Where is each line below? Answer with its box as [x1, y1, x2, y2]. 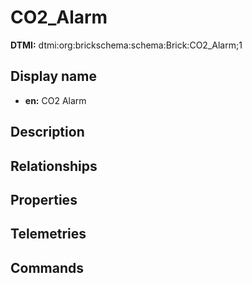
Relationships [10, 157, 98, 175]
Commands [10, 259, 85, 276]
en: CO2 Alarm [24, 94, 87, 106]
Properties [10, 191, 78, 208]
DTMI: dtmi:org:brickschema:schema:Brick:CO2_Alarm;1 [10, 39, 243, 51]
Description [10, 124, 85, 141]
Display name [10, 68, 97, 85]
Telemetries [10, 226, 87, 243]
